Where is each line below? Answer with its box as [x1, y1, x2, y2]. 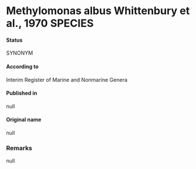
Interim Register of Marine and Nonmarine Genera [6, 76, 128, 83]
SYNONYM [6, 49, 34, 57]
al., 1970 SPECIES [6, 16, 94, 30]
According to [6, 63, 39, 70]
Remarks [6, 144, 32, 152]
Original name [6, 116, 41, 123]
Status [6, 37, 23, 44]
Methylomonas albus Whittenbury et [6, 4, 190, 18]
